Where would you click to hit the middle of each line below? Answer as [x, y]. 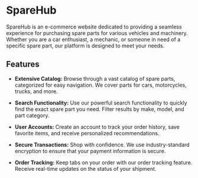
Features [23, 64]
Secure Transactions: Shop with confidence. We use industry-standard [102, 144]
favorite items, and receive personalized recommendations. [87, 133]
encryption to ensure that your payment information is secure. [90, 151]
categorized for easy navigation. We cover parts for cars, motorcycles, [101, 85]
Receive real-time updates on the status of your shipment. [85, 169]
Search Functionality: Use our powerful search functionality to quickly [101, 103]
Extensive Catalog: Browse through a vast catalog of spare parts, [95, 78]
